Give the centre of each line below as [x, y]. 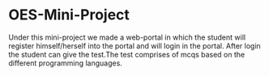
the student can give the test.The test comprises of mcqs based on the [127, 54]
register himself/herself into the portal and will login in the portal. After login [134, 45]
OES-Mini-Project [69, 15]
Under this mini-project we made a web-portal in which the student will [127, 37]
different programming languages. [66, 63]
